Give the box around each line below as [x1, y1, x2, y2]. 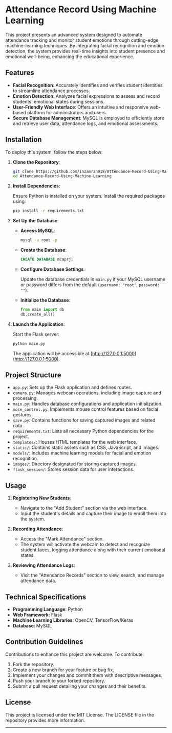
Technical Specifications [5, 592, 87, 601]
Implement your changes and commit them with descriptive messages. [12, 672, 162, 678]
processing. [12, 395, 38, 402]
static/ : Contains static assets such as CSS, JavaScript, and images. [12, 444, 160, 451]
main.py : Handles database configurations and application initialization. [12, 400, 163, 407]
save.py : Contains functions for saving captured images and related [12, 417, 156, 423]
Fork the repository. [12, 661, 55, 667]
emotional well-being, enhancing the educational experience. [5, 53, 135, 60]
